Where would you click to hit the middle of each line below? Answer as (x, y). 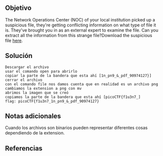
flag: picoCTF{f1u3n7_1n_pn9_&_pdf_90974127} (52, 101)
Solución (19, 56)
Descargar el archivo (27, 67)
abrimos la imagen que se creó (37, 93)
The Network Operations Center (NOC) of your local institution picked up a (80, 19)
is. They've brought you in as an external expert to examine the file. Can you (82, 30)
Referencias (24, 148)
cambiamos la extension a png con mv (43, 88)
